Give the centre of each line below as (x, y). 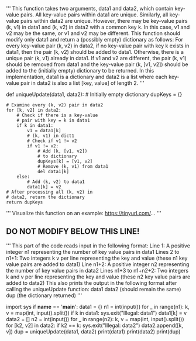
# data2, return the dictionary (45, 197)
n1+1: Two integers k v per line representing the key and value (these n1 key (97, 258)
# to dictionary (57, 156)
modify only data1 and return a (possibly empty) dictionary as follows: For (94, 39)
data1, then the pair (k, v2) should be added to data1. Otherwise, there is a (95, 52)
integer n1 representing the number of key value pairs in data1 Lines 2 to (93, 252)
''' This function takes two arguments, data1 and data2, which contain (90, 8)
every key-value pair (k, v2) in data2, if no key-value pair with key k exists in (98, 46)
